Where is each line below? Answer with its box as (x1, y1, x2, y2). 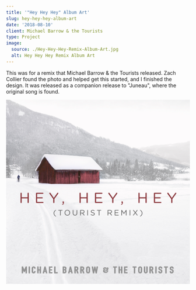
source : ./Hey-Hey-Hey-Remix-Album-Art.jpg (11, 47, 118, 53)
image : (6, 40, 22, 46)
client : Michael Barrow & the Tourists (6, 28, 103, 34)
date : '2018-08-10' (6, 22, 54, 27)
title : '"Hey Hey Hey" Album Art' (6, 9, 90, 15)
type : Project (6, 34, 41, 40)
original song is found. (6, 88, 60, 95)
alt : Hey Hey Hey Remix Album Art (11, 53, 95, 58)
